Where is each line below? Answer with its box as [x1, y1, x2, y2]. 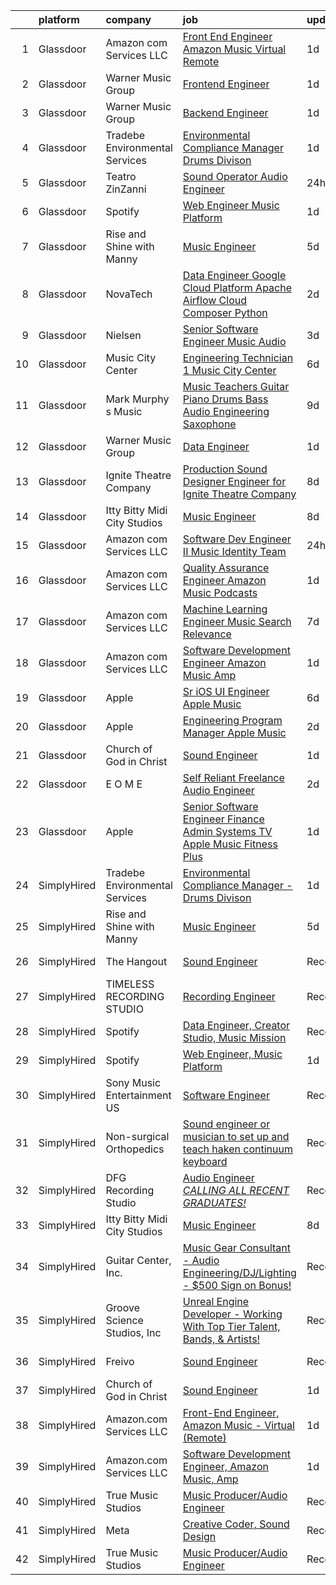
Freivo [105, 1355, 135, 1368]
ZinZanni [105, 182, 147, 196]
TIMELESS [105, 977, 155, 991]
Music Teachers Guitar [182, 380, 290, 393]
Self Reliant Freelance [182, 771, 285, 784]
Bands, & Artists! [182, 1332, 261, 1346]
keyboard [182, 1155, 228, 1168]
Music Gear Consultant [182, 1241, 291, 1254]
